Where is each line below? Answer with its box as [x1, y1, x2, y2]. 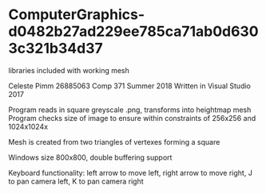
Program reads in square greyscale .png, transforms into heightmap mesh [8, 105, 252, 114]
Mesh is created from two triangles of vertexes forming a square [8, 137, 220, 146]
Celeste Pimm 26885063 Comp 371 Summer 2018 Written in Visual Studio [8, 81, 252, 91]
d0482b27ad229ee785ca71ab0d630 [8, 22, 259, 41]
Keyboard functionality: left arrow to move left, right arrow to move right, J [8, 168, 253, 177]
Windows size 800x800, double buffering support [8, 153, 173, 162]
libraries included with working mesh [8, 65, 130, 75]
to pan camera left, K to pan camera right [8, 177, 144, 186]
